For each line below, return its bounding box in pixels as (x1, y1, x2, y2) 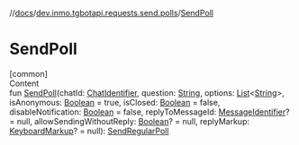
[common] (9, 68, 48, 79)
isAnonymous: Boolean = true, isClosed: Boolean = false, (9, 97, 221, 107)
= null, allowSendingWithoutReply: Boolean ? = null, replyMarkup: (9, 115, 250, 126)
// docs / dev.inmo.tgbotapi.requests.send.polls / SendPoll (9, 8, 214, 18)
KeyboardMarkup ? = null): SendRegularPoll (9, 125, 169, 136)
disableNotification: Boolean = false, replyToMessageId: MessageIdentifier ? (9, 107, 290, 117)
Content (9, 78, 40, 89)
